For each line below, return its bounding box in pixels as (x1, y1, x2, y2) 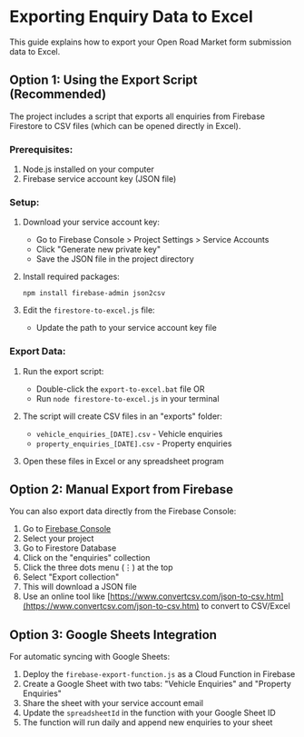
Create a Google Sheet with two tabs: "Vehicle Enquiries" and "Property (22, 679, 292, 690)
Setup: (9, 195, 40, 208)
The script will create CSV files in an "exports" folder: (22, 411, 222, 422)
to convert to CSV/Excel (201, 601, 290, 612)
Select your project (22, 533, 94, 544)
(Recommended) (9, 86, 107, 102)
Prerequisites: (9, 143, 74, 155)
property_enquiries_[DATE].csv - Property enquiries (35, 438, 232, 449)
